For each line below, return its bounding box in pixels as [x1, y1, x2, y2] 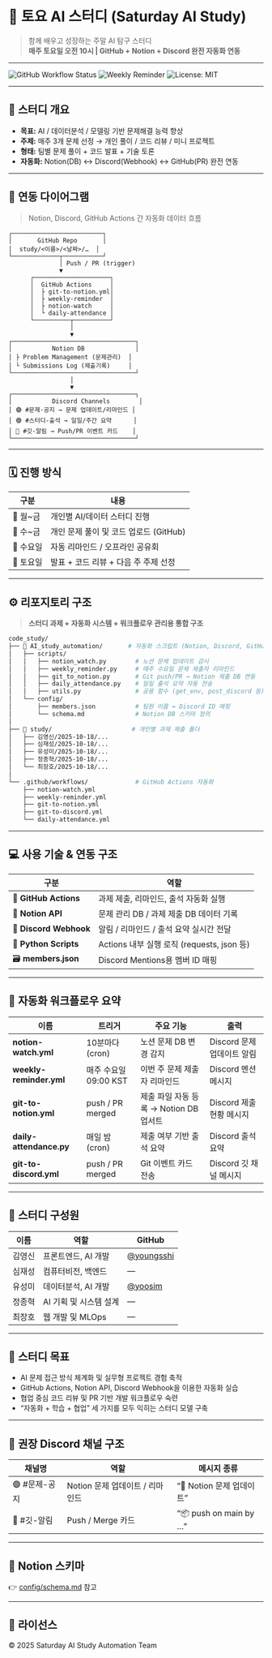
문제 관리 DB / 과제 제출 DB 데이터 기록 [98, 908, 239, 919]
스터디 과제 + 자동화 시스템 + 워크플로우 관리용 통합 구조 [28, 618, 204, 629]
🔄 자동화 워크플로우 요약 [8, 994, 121, 1008]
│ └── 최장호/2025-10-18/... [8, 763, 109, 771]
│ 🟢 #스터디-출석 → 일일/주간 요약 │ [8, 416, 138, 424]
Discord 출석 [209, 1130, 257, 1141]
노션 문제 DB [140, 1036, 186, 1047]
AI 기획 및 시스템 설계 [43, 1295, 120, 1307]
